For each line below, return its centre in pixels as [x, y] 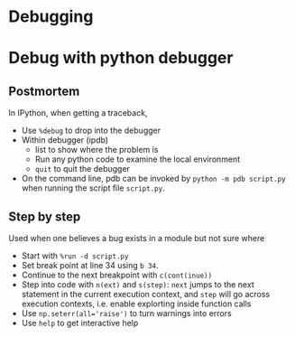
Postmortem [44, 91]
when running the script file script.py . [93, 188]
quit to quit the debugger [82, 169]
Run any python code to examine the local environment [138, 159]
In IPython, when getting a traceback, [78, 113]
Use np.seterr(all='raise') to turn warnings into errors [126, 313]
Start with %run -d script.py [75, 256]
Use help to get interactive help [80, 323]
